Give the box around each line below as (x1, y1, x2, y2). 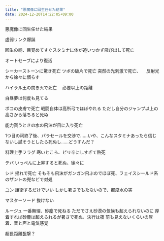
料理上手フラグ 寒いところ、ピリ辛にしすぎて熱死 (5, 149, 106, 155)
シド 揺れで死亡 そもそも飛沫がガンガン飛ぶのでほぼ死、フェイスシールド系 (5, 170, 159, 176)
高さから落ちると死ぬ (5, 111, 48, 117)
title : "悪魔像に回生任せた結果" (5, 7, 66, 12)
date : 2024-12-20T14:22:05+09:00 (5, 12, 74, 17)
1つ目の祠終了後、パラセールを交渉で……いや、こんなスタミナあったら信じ (5, 133, 157, 138)
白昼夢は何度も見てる (5, 95, 48, 101)
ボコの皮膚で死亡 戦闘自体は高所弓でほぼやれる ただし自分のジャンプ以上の (5, 105, 159, 111)
